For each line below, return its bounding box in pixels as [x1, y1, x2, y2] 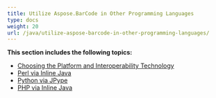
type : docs [7, 17, 39, 23]
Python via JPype [17, 77, 68, 85]
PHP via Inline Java [17, 84, 73, 92]
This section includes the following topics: [7, 48, 133, 57]
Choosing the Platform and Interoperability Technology [17, 61, 175, 70]
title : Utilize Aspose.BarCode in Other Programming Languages [7, 10, 194, 17]
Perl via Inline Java [17, 69, 72, 77]
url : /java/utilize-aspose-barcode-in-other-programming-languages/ [7, 29, 210, 37]
